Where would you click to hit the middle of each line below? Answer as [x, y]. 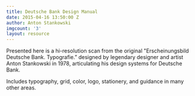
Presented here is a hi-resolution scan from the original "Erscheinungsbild [97, 51]
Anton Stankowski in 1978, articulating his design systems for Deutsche [94, 64]
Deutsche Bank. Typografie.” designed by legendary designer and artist [95, 57]
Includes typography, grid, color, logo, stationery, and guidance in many [95, 82]
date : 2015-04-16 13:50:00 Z [43, 17]
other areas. [21, 88]
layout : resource [28, 34]
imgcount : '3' [24, 28]
